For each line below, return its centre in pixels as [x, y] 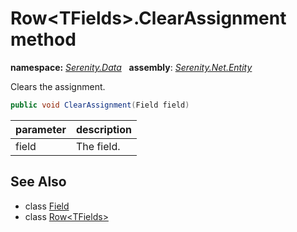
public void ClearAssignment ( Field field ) [100, 105]
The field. [98, 146]
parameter [41, 129]
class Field [47, 206]
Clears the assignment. [58, 86]
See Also [38, 182]
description [104, 129]
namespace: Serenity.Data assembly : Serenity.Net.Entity [131, 67]
